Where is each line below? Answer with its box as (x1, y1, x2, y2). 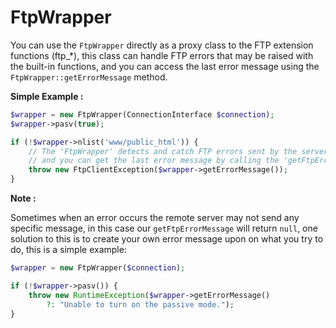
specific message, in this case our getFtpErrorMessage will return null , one (10, 222, 318, 235)
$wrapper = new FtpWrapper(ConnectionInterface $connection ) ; (10, 109, 275, 120)
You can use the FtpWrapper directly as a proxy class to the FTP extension (10, 39, 314, 51)
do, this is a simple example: (10, 244, 127, 256)
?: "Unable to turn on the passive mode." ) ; (46, 299, 235, 310)
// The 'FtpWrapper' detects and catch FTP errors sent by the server (28, 146, 329, 156)
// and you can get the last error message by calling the (28, 156, 280, 166)
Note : (10, 192, 37, 205)
